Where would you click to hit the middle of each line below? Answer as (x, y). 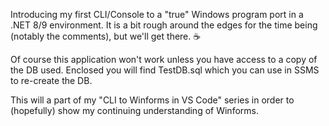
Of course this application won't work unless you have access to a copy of (164, 59)
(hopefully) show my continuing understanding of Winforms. (134, 110)
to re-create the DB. (51, 80)
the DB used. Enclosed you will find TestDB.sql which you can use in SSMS (165, 70)
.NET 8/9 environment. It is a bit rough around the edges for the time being (164, 25)
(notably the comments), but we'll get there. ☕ (106, 36)
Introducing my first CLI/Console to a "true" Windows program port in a (157, 14)
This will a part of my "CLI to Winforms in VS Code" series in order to (152, 100)
